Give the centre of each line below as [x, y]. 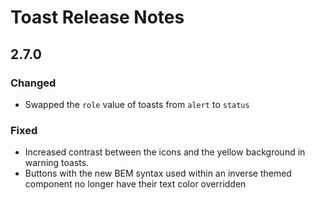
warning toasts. [57, 163]
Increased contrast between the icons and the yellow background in [165, 152]
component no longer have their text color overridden [135, 184]
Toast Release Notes [97, 17]
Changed [33, 83]
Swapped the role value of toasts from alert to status [137, 104]
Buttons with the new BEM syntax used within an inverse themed [158, 173]
